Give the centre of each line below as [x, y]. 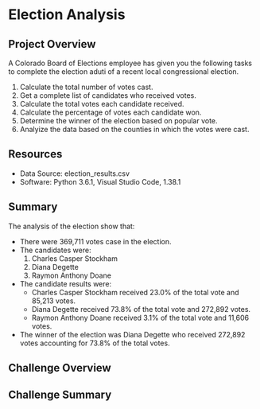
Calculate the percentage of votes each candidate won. [111, 112]
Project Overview [52, 44]
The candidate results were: [66, 283]
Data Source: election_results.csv [74, 173]
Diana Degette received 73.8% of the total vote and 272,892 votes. [141, 309]
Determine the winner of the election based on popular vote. [118, 121]
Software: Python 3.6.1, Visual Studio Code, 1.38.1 [100, 181]
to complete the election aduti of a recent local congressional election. [124, 72]
